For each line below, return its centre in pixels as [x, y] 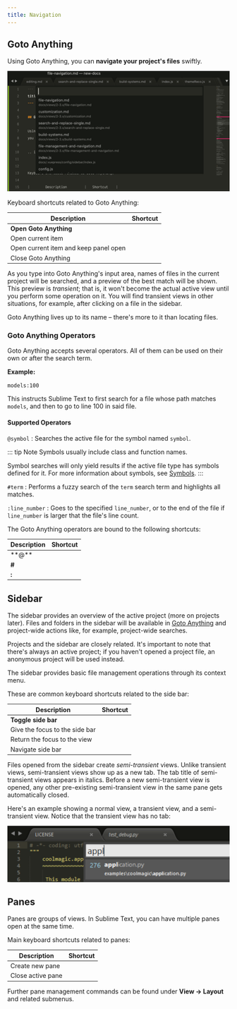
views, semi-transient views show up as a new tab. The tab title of [103, 773]
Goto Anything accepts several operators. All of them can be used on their [115, 351]
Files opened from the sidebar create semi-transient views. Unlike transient [117, 765]
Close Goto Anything [40, 258]
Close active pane [36, 976]
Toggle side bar [34, 720]
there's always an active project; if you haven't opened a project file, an [111, 652]
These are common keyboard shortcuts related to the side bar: [98, 694]
